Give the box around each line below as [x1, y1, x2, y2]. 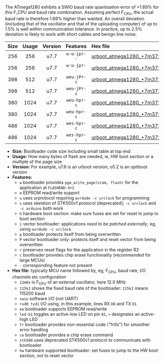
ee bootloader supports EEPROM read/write [19, 306, 107, 312]
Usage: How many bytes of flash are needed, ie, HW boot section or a [12, 153, 154, 159]
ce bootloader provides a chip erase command [19, 332, 113, 338]
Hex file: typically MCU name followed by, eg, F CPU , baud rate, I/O [12, 267, 146, 275]
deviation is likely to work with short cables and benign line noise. [5, 31, 137, 37]
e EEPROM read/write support [19, 190, 80, 196]
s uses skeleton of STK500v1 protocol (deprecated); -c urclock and [19, 200, 156, 206]
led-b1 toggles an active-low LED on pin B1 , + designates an [19, 311, 140, 317]
